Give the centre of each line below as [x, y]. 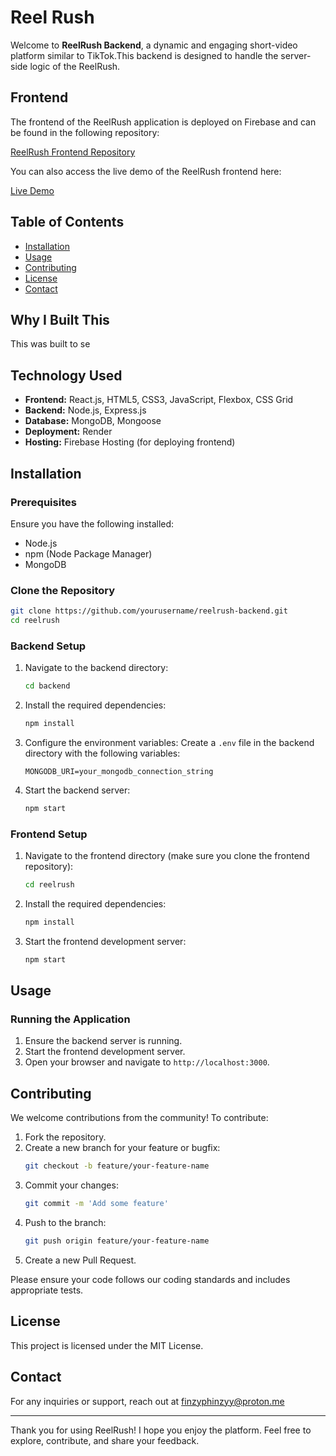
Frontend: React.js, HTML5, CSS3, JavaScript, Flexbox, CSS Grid [159, 400]
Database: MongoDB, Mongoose [93, 421]
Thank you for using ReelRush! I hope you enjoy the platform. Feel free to [161, 1430]
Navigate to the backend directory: [96, 668]
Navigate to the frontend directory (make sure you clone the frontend [167, 856]
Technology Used [66, 375]
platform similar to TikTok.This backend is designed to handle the [144, 55]
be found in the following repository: [85, 132]
